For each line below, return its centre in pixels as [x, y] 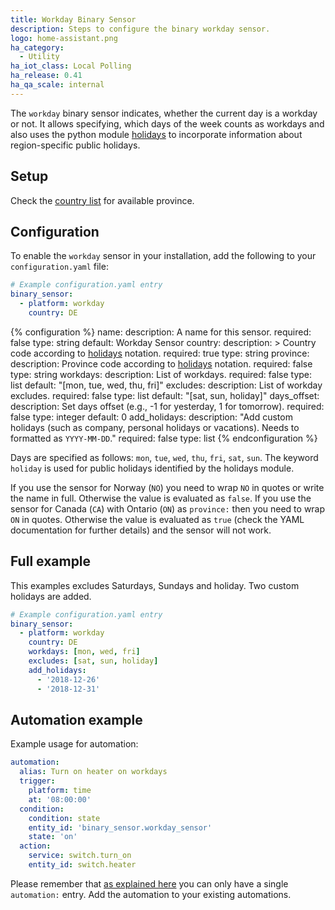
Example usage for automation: [74, 744]
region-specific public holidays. [75, 145]
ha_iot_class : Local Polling [71, 66]
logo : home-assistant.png [64, 38]
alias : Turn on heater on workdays [93, 772]
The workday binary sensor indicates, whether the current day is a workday [164, 113]
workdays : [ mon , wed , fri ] [84, 652]
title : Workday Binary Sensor [73, 19]
